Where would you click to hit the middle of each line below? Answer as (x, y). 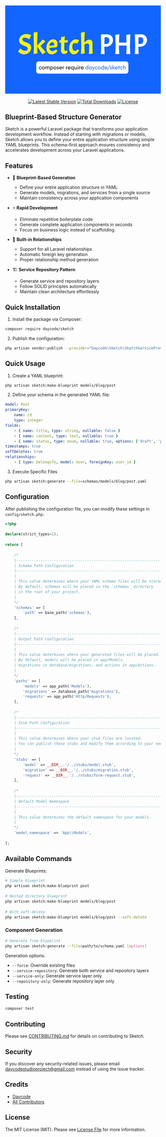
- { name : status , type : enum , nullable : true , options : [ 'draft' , (85, 441)
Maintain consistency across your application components (79, 198)
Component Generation (34, 930)
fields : (13, 425)
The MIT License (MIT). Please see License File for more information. (75, 1129)
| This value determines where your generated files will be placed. (87, 655)
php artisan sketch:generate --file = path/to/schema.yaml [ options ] (76, 946)
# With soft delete (25, 912)
